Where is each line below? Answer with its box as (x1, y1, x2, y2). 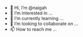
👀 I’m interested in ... (10, 10, 53, 16)
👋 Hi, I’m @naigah (10, 5, 47, 10)
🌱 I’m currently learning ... (10, 15, 64, 21)
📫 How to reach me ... (10, 26, 57, 32)
